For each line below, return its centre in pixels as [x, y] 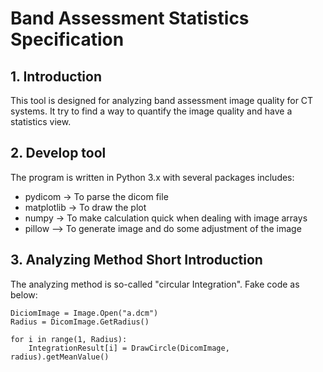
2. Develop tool [58, 153]
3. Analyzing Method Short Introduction [136, 260]
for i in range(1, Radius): [69, 339]
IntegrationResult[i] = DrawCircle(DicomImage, [129, 348]
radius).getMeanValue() [60, 357]
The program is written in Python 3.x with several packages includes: [152, 177]
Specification [67, 39]
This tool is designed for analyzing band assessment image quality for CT [162, 100]
